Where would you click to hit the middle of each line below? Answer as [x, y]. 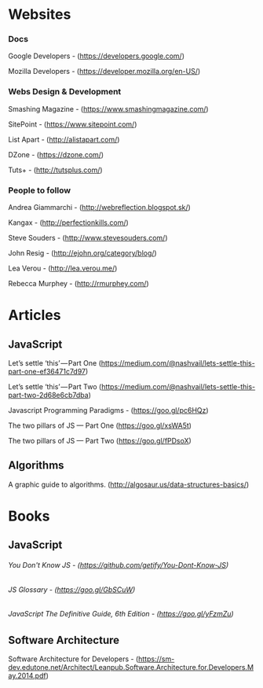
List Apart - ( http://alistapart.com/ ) [64, 139]
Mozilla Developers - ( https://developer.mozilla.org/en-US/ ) [104, 72]
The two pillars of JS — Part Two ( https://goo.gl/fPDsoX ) [100, 441]
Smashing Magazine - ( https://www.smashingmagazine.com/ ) [109, 109]
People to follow [40, 190]
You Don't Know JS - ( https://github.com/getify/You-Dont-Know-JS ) [119, 565]
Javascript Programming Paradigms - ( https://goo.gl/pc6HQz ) [109, 410]
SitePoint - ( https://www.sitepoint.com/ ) [73, 124]
